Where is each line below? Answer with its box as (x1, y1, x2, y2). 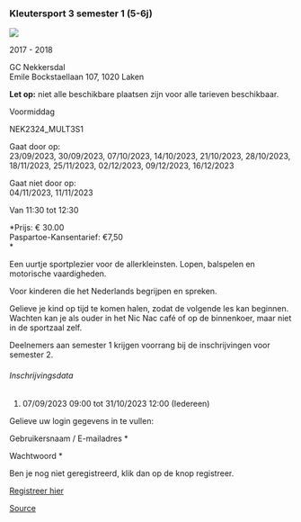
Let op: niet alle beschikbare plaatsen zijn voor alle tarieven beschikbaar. (9, 89, 279, 100)
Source (9, 502, 36, 513)
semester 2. (9, 349, 54, 360)
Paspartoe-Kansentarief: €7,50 (9, 232, 124, 243)
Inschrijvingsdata (9, 370, 74, 381)
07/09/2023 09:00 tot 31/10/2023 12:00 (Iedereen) (22, 398, 210, 409)
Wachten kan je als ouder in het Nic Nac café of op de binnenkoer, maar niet (9, 313, 292, 324)
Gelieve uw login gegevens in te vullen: (9, 415, 155, 426)
